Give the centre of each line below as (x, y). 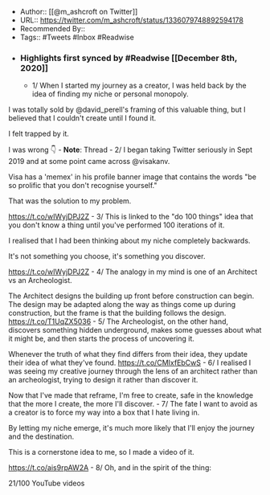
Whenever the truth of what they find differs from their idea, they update (128, 354)
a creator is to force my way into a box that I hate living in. (104, 412)
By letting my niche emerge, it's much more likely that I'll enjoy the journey (131, 428)
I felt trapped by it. (39, 134)
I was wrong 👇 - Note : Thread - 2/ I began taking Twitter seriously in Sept (131, 150)
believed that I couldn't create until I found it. (82, 118)
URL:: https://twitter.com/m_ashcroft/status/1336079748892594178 (131, 20)
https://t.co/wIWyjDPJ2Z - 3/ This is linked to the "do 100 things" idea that (131, 217)
